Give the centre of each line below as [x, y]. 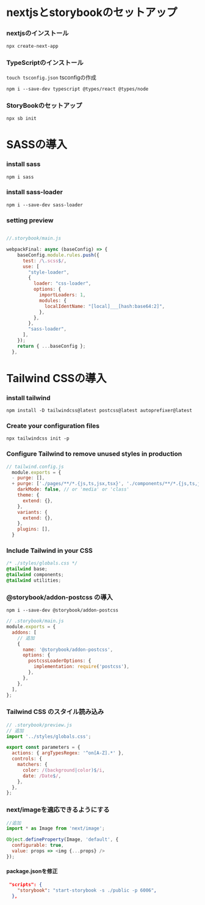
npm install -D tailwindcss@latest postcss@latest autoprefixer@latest [99, 411]
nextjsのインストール [38, 33]
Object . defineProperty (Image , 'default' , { [63, 839]
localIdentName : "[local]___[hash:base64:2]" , [105, 306]
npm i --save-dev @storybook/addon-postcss [63, 610]
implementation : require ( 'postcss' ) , [81, 667]
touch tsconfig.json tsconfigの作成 [51, 77]
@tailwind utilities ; [34, 580]
